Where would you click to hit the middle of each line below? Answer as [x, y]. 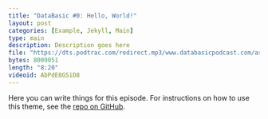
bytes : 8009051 [33, 61]
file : [17, 53]
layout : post [30, 23]
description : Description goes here [69, 46]
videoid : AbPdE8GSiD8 [44, 75]
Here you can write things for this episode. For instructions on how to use [129, 97]
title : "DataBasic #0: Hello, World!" [73, 16]
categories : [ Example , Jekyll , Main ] [71, 30]
